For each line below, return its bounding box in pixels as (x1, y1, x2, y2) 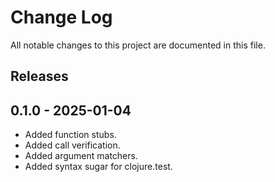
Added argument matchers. (24, 150, 138, 162)
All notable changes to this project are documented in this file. (10, 39, 266, 51)
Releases (10, 68, 69, 85)
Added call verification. (24, 139, 121, 151)
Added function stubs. (24, 129, 117, 141)
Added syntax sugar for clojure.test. (24, 161, 173, 173)
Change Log (10, 6, 113, 29)
